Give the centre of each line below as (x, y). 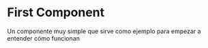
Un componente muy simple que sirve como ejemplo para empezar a (104, 31)
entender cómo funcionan (44, 38)
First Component (56, 13)
